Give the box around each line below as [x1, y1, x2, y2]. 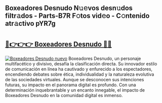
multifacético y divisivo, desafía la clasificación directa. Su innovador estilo [5, 61, 158, 66]
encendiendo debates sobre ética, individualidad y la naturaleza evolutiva [5, 71, 154, 77]
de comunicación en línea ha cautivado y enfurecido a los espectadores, [5, 66, 153, 72]
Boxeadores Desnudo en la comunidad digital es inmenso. [5, 93, 123, 98]
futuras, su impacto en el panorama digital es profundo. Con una [5, 82, 136, 88]
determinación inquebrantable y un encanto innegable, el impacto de [5, 87, 145, 93]
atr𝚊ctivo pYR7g [5, 19, 56, 28]
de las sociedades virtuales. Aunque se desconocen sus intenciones [5, 77, 144, 82]
